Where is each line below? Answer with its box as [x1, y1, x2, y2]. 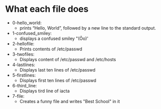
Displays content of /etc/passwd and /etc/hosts [19, 56, 116, 62]
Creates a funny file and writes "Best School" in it [19, 98, 120, 104]
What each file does [5, 3, 89, 15]
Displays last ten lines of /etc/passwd [19, 67, 96, 73]
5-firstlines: [12, 72, 36, 78]
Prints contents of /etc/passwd [19, 46, 83, 52]
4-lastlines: [12, 62, 35, 68]
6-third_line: [12, 82, 37, 88]
